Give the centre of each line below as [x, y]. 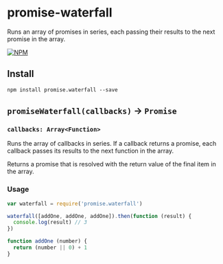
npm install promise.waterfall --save [62, 90]
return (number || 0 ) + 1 [50, 248]
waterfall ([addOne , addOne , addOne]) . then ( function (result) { [99, 216]
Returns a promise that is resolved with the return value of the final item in [111, 164]
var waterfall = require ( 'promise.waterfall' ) [75, 203]
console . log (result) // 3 [50, 222]
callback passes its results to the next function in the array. [90, 151]
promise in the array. [36, 38]
